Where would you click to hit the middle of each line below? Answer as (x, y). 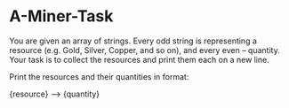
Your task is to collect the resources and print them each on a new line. (139, 59)
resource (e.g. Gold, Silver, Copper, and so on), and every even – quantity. (144, 50)
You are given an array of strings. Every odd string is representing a (133, 41)
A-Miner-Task (61, 16)
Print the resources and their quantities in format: (99, 76)
